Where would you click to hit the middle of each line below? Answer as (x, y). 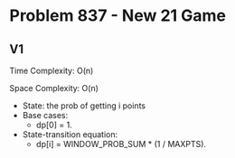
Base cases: (45, 115)
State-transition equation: (70, 135)
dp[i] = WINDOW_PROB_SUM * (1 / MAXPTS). (121, 144)
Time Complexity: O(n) (52, 70)
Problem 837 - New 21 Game (117, 16)
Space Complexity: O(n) (54, 88)
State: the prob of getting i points (84, 106)
